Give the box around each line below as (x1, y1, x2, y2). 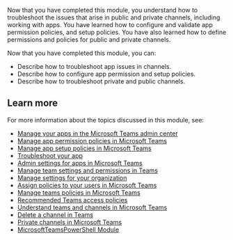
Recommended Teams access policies (17, 195, 128, 204)
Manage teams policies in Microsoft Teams (17, 188, 140, 197)
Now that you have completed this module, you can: (7, 49, 156, 57)
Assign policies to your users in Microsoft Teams (17, 181, 157, 189)
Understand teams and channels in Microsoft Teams (17, 203, 168, 211)
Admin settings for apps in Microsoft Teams (17, 159, 143, 167)
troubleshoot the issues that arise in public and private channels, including (7, 13, 220, 22)
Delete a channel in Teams (17, 210, 94, 218)
